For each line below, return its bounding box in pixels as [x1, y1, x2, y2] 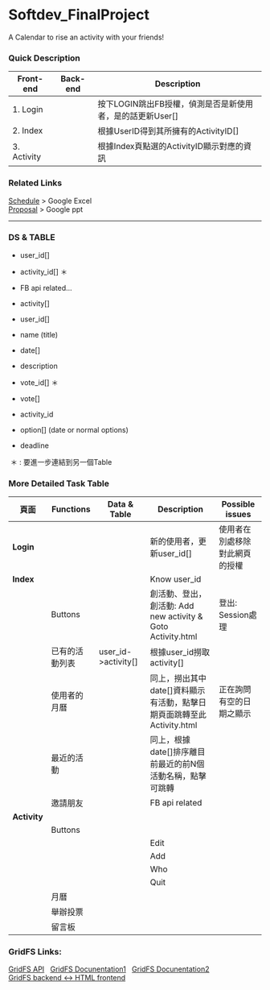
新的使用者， [149, 536, 199, 547]
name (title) [19, 329, 59, 339]
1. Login [12, 104, 43, 115]
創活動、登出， [149, 588, 207, 599]
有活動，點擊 [149, 697, 199, 708]
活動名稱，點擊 [149, 771, 207, 782]
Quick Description [8, 52, 80, 64]
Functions [51, 503, 91, 515]
